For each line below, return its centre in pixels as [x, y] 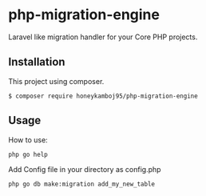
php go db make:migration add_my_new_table [82, 184]
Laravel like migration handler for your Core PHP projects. [103, 37]
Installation [37, 62]
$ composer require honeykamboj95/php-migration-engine [103, 96]
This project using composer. [56, 81]
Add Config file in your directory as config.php [85, 169]
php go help [28, 154]
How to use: [28, 140]
